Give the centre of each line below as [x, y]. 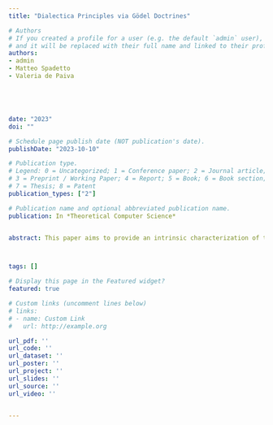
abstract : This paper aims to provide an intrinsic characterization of [134, 238]
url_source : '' [34, 386]
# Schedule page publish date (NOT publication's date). [107, 141]
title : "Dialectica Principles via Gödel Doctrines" [100, 16]
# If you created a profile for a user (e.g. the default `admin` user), [136, 38]
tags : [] [23, 267]
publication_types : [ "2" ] [52, 193]
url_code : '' [30, 349]
